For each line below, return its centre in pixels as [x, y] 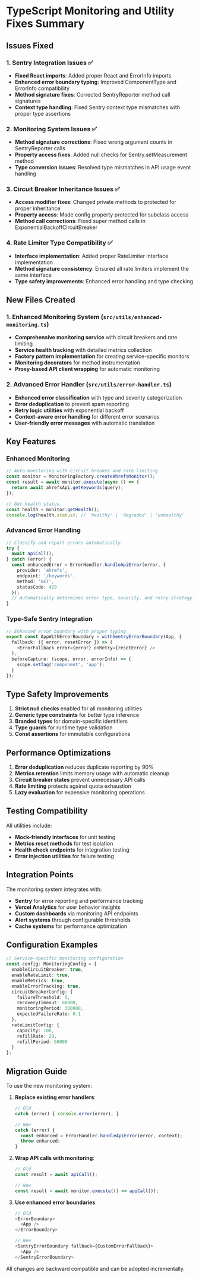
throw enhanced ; [40, 1141]
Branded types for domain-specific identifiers [71, 721]
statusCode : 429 [37, 587]
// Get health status [33, 504]
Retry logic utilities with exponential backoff [69, 410]
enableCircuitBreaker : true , [48, 970]
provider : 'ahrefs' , [42, 571]
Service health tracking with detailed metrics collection [83, 350]
